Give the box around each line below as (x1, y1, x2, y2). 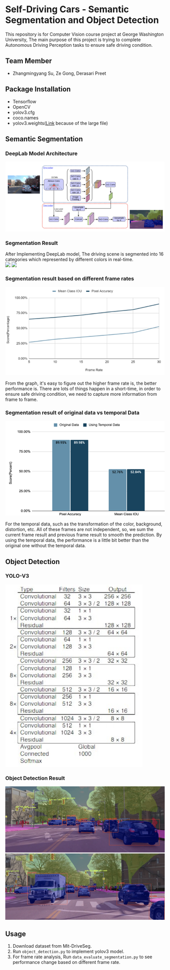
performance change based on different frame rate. (12, 959, 120, 965)
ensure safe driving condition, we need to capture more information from (5, 391, 157, 397)
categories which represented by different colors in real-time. (5, 257, 134, 263)
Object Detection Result (5, 774, 65, 781)
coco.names (12, 114, 39, 120)
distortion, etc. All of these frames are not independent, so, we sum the (5, 526, 154, 533)
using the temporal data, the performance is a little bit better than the (5, 537, 149, 543)
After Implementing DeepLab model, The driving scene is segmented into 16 (5, 251, 164, 257)
